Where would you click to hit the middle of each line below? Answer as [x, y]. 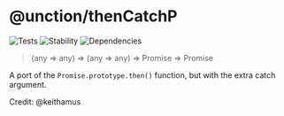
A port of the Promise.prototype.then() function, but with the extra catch [142, 75]
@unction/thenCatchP [93, 16]
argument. [28, 84]
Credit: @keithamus [45, 101]
